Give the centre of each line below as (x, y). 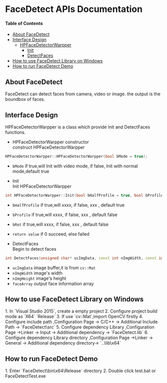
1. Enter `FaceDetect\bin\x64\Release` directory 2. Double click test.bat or (81, 371)
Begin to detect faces (34, 249)
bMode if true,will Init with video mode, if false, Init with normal (75, 166)
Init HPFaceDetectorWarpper (42, 186)
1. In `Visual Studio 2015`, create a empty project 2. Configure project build (81, 311)
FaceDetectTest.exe (26, 376)
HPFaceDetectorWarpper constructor (51, 142)
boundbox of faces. (25, 99)
